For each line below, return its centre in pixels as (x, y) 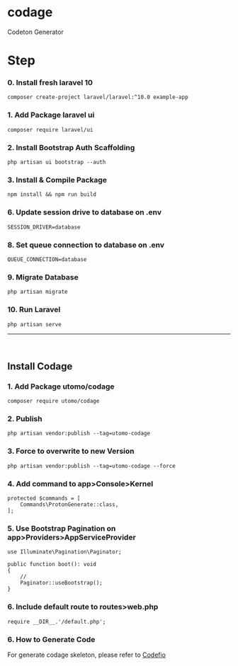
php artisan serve (34, 324)
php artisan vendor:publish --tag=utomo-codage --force (91, 466)
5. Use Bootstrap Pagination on (62, 528)
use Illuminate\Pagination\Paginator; (64, 552)
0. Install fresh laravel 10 (50, 83)
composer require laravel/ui (50, 130)
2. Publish (25, 419)
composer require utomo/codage (53, 401)
